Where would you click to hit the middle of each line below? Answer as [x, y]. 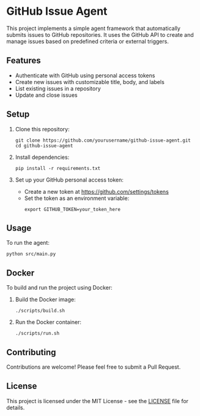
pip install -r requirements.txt [58, 168]
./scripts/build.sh [40, 311]
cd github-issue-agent [44, 145]
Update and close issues [46, 95]
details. [16, 407]
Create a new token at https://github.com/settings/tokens [97, 191]
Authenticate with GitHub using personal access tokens [85, 75]
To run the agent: [28, 243]
